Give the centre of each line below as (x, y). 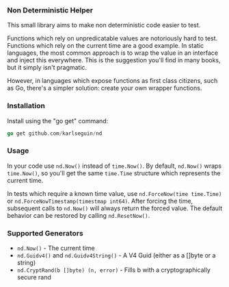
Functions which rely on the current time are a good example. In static (105, 46)
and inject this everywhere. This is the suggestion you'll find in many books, (114, 60)
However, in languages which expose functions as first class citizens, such (112, 81)
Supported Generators (45, 233)
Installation (26, 106)
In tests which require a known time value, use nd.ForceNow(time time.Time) (114, 193)
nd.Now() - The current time (56, 248)
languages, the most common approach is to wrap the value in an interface (113, 53)
